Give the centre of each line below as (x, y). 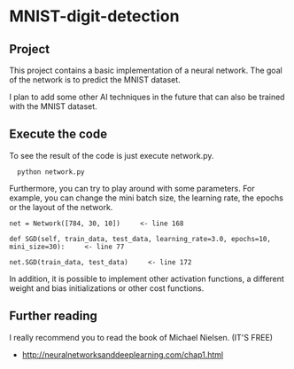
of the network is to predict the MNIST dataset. (95, 80)
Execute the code (58, 134)
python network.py (51, 172)
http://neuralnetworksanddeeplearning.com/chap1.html (123, 354)
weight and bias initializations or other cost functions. (107, 288)
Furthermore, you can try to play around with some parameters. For (132, 188)
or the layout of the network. (61, 207)
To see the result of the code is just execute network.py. (112, 155)
